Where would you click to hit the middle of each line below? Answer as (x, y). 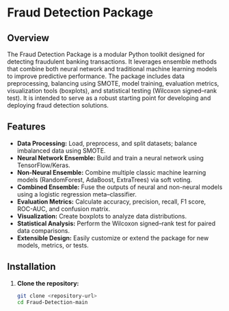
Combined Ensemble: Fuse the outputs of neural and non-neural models (120, 187)
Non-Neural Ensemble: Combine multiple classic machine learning (111, 172)
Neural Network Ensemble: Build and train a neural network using (110, 158)
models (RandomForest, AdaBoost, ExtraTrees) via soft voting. (105, 179)
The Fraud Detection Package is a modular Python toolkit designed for (106, 54)
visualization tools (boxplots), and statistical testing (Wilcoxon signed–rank (112, 91)
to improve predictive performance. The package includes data (96, 76)
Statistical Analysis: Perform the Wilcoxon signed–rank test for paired (116, 223)
